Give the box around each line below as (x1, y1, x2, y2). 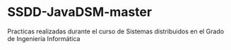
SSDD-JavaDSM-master (7, 4, 153, 20)
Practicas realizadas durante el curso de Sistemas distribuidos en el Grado (7, 27, 225, 35)
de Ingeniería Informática (7, 34, 81, 42)
